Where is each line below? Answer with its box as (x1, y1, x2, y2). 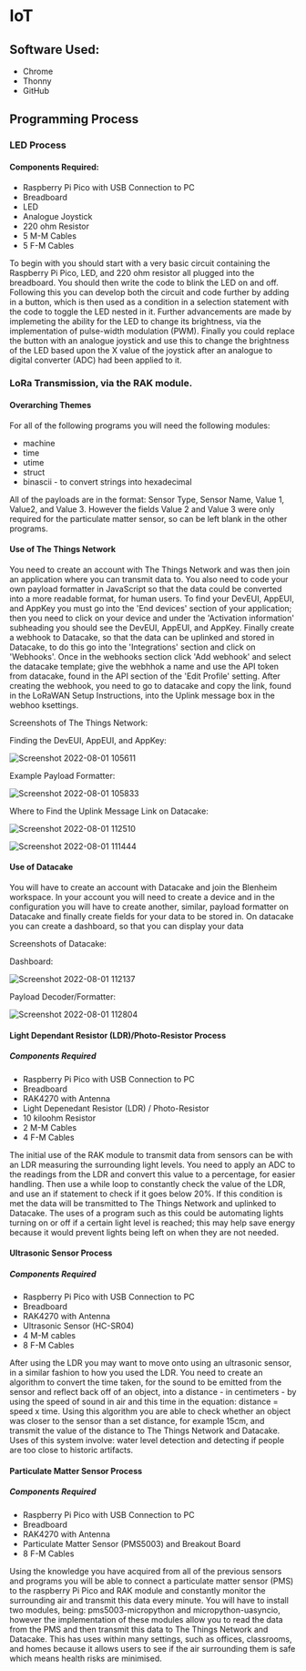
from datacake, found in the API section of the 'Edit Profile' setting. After (9, 671, 280, 682)
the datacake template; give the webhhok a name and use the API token (9, 661, 280, 671)
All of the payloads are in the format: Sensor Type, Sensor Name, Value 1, (9, 494, 285, 505)
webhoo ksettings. (9, 699, 79, 711)
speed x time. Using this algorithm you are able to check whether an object (9, 1406, 291, 1417)
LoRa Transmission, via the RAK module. (9, 377, 193, 390)
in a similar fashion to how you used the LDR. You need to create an (9, 1368, 263, 1379)
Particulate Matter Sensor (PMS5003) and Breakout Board (22, 1538, 241, 1549)
